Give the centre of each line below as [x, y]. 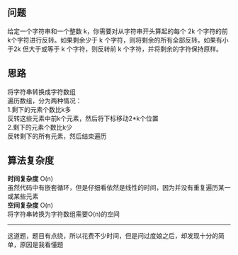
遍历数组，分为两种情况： [45, 101]
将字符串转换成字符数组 [41, 91]
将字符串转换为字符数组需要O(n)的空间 [64, 214]
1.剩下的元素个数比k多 [39, 109]
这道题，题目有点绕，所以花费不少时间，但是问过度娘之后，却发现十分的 [113, 236]
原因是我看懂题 [41, 245]
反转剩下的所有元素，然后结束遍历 [57, 136]
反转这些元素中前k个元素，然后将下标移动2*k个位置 [83, 118]
